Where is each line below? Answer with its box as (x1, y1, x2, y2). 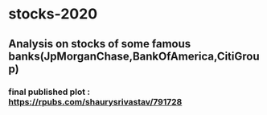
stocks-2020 (8, 5, 98, 23)
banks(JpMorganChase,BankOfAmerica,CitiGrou (8, 49, 260, 63)
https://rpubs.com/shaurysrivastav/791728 (8, 96, 183, 107)
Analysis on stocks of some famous (8, 37, 191, 51)
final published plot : (8, 86, 91, 97)
